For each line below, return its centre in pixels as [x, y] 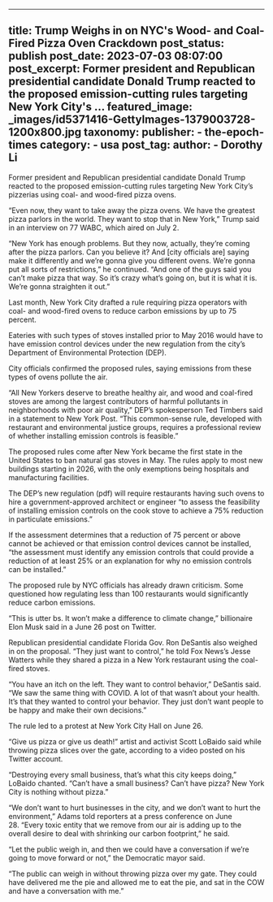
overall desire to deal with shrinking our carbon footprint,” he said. [119, 833]
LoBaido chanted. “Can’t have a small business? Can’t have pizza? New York [136, 783]
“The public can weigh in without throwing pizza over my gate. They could [133, 874]
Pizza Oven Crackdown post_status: [131, 43]
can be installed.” [37, 569]
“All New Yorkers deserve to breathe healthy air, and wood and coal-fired [131, 392]
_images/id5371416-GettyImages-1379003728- [132, 120]
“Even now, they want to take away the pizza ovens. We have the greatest [132, 210]
